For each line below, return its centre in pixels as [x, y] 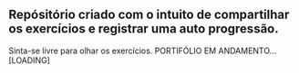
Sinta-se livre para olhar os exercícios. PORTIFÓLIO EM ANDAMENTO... [143, 50]
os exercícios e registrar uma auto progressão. [144, 29]
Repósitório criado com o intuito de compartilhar [149, 15]
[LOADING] [30, 60]
